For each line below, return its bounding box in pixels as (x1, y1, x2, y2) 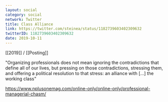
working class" (5, 76, 37, 82)
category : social (5, 12, 42, 17)
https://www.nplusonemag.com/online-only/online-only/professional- (5, 85, 151, 91)
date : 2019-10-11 (5, 36, 42, 41)
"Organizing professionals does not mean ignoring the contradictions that (5, 59, 159, 65)
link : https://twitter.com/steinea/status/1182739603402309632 (5, 26, 142, 31)
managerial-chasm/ (5, 91, 47, 97)
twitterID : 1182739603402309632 (5, 31, 74, 36)
